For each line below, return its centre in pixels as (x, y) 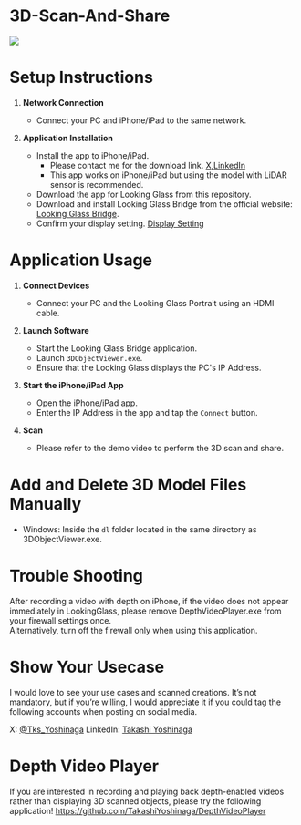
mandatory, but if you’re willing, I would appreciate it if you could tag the (145, 702)
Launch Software (56, 330)
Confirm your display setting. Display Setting (120, 223)
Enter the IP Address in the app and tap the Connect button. (147, 412)
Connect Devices (56, 285)
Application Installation (68, 138)
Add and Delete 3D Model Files (128, 485)
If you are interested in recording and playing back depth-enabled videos (147, 791)
